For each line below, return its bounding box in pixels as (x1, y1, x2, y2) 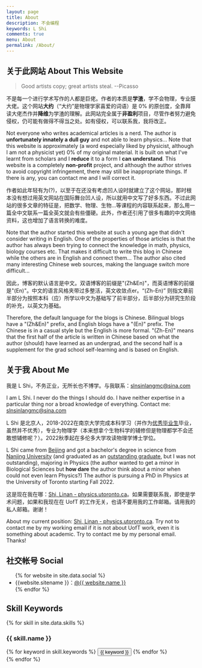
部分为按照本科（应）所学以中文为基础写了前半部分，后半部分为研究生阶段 (11, 294, 196, 301)
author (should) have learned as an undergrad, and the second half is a (6, 339, 183, 346)
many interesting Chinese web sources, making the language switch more (6, 260, 189, 268)
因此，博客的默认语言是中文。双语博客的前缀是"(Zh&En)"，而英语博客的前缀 (6, 279, 195, 286)
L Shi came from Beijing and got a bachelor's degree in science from (6, 446, 176, 453)
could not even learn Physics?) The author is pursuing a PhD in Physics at (6, 471, 189, 479)
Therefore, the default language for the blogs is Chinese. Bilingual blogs (6, 314, 185, 321)
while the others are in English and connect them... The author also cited (6, 254, 186, 262)
